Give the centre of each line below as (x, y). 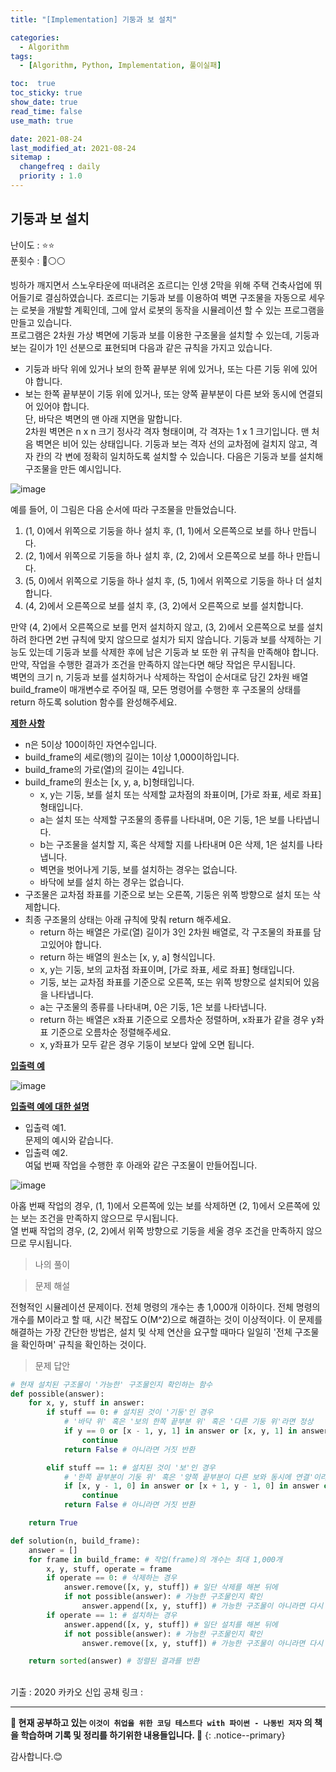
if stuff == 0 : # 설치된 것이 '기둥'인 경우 (130, 1412)
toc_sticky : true (46, 93)
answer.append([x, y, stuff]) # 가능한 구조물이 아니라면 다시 (202, 1606)
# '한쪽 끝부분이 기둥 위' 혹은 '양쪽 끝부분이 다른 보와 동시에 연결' (188, 1477)
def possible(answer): (57, 1394)
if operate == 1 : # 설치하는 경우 (112, 1615)
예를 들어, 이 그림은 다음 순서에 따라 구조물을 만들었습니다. (123, 509)
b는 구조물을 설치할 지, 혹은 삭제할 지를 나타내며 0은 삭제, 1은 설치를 (172, 844)
